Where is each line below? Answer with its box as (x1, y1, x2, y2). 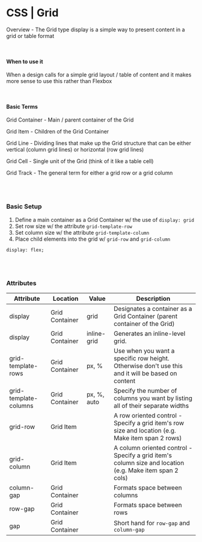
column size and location (114, 458, 185, 467)
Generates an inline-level (114, 329, 186, 337)
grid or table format (6, 32, 55, 39)
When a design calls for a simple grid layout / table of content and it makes (6, 71, 192, 78)
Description (136, 294, 171, 303)
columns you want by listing (114, 394, 192, 402)
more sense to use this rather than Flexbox (6, 78, 112, 85)
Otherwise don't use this (114, 362, 183, 370)
